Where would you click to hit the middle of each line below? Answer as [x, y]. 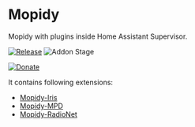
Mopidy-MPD [41, 106]
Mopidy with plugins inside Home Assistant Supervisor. [98, 36]
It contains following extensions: [60, 82]
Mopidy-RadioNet [48, 114]
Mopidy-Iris [38, 97]
